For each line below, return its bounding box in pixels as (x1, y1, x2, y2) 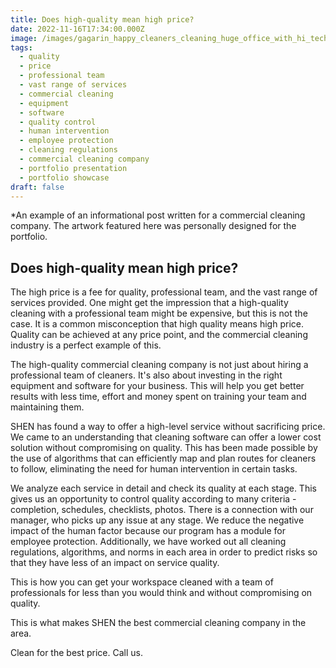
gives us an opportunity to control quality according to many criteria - (10, 493, 297, 505)
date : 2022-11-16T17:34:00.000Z (10, 24, 145, 34)
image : (10, 33, 38, 43)
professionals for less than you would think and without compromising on (10, 587, 313, 599)
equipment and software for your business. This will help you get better (10, 380, 305, 392)
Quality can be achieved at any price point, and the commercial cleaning (10, 329, 308, 341)
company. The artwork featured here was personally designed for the (10, 220, 297, 232)
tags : (10, 42, 33, 53)
